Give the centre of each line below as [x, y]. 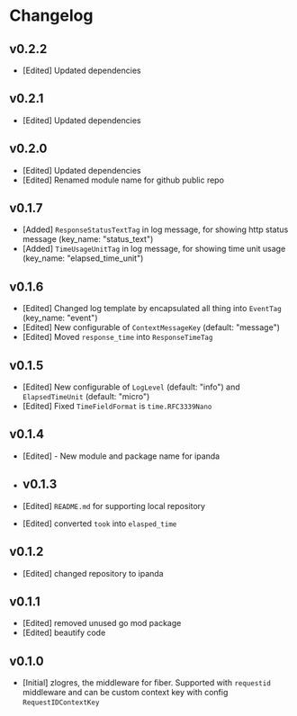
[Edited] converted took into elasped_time [99, 524]
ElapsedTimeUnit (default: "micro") [86, 397]
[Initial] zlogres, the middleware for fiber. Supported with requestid [147, 683]
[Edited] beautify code [64, 633]
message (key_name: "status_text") [88, 239]
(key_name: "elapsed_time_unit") [83, 258]
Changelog [51, 16]
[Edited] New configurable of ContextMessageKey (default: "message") [151, 327]
